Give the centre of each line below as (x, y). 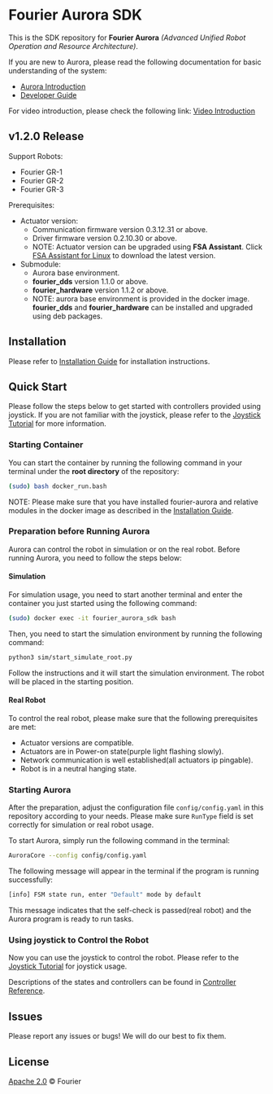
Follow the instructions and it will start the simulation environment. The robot (136, 673)
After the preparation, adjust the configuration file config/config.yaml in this (136, 807)
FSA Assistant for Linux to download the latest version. (124, 255)
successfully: (30, 880)
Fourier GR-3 (42, 189)
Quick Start (38, 387)
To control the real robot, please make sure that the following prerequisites (133, 718)
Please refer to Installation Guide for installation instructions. (109, 361)
